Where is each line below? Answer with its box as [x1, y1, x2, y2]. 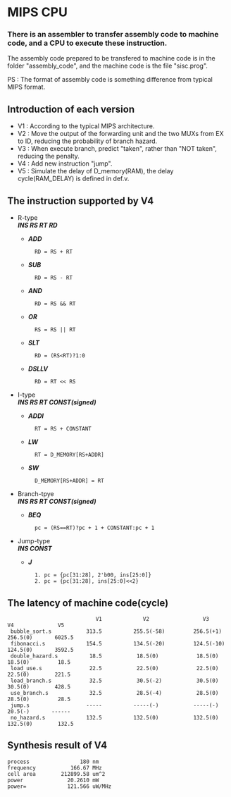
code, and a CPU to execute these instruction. [7, 38, 168, 48]
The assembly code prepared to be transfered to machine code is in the [7, 54, 216, 63]
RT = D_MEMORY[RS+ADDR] [34, 452, 104, 459]
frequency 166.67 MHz [7, 764, 102, 772]
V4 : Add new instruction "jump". [17, 159, 113, 168]
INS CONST [17, 544, 53, 553]
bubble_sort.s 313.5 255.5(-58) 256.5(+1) [10, 628, 222, 635]
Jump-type [17, 537, 51, 545]
